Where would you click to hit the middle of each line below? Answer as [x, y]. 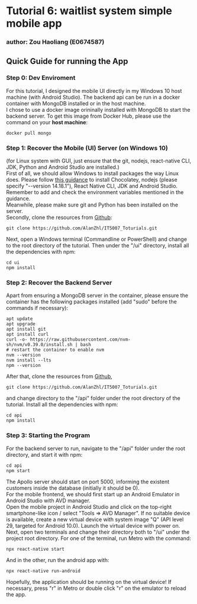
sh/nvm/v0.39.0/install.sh [39, 345]
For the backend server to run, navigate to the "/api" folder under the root [96, 448]
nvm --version [24, 355]
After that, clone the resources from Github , [59, 376]
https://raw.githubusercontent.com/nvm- [80, 340]
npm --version [24, 366]
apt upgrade [21, 324]
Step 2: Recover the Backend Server [59, 283]
